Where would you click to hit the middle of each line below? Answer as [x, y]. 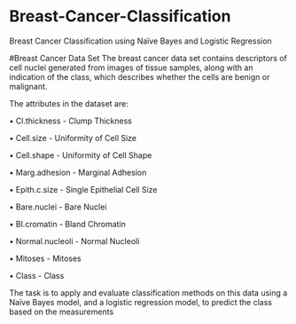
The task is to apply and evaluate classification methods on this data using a [148, 292]
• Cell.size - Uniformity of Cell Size [73, 138]
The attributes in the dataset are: [69, 103]
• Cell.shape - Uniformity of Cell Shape [81, 155]
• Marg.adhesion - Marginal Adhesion [78, 172]
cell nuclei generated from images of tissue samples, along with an [132, 67]
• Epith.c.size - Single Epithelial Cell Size [83, 189]
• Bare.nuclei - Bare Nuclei [58, 207]
